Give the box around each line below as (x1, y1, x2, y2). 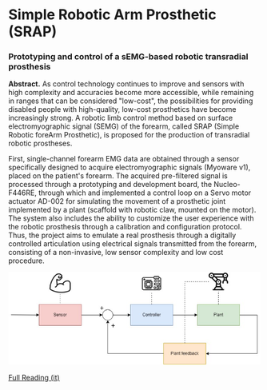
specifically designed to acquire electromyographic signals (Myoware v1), (8, 162, 251, 173)
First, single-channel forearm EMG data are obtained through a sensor (8, 154, 240, 164)
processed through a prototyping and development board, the (8, 180, 213, 189)
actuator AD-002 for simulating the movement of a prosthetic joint (8, 197, 226, 206)
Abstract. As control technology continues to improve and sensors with (8, 79, 245, 89)
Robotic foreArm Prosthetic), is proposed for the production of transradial (8, 130, 250, 140)
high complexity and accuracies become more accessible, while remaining (8, 88, 254, 97)
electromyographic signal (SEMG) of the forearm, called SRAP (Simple (8, 121, 240, 131)
